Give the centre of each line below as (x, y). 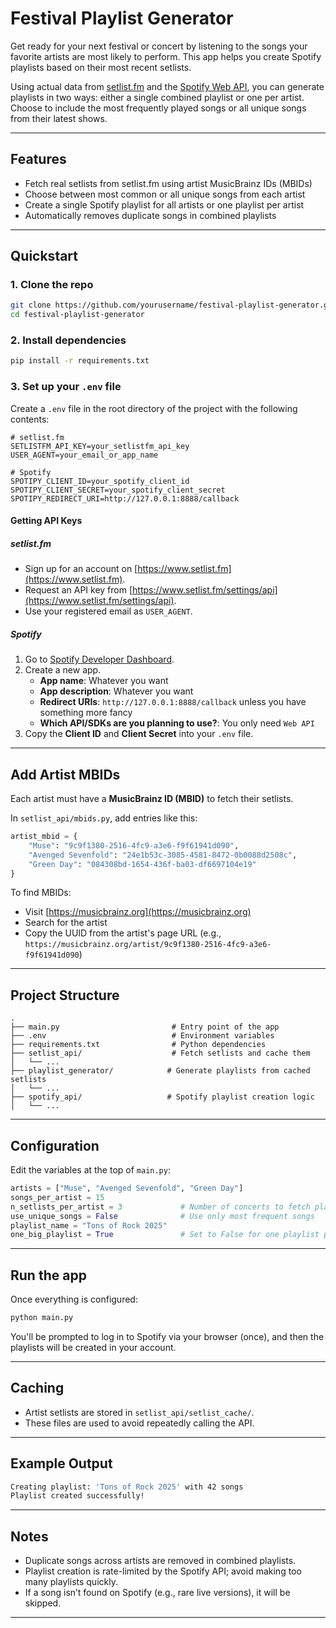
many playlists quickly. (71, 1582)
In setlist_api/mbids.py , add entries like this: (104, 818)
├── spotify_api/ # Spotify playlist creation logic (162, 1097)
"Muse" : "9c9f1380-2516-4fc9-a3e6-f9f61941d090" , (134, 845)
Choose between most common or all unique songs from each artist (165, 194)
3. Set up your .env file (66, 387)
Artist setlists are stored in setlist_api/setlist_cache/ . (139, 1412)
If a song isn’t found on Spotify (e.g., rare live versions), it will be (157, 1593)
